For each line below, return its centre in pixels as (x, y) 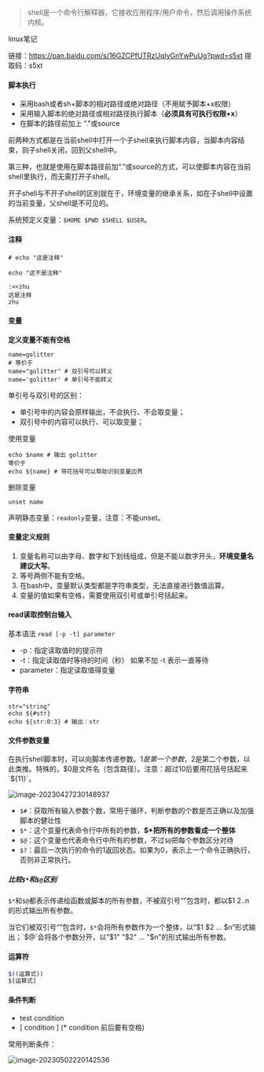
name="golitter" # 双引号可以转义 (60, 371)
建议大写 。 (37, 565)
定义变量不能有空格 (39, 339)
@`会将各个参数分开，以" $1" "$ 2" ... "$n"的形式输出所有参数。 (130, 937)
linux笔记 (23, 39)
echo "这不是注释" (35, 273)
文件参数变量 (29, 740)
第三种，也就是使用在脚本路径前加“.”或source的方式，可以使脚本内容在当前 (130, 167)
